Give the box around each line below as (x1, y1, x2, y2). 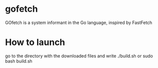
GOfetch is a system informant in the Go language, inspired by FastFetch (5, 20, 153, 25)
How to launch (5, 37, 65, 48)
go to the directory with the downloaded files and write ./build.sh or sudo (5, 53, 154, 59)
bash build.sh (5, 58, 33, 64)
